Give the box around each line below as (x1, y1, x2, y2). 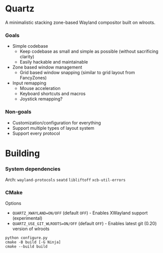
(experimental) (12, 215, 43, 221)
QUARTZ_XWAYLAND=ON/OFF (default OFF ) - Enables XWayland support (12, 210, 148, 216)
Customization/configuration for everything (12, 120, 101, 126)
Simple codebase (12, 43, 48, 49)
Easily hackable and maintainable (19, 59, 88, 65)
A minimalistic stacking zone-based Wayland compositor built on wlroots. (5, 19, 156, 25)
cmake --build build (5, 244, 48, 249)
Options (5, 200, 21, 206)
